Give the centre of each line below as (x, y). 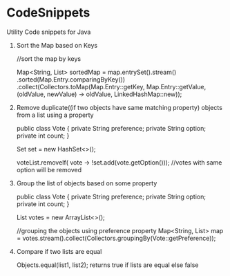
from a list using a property (55, 115)
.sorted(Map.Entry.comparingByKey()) (71, 79)
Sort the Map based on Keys (57, 45)
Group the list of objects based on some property (87, 183)
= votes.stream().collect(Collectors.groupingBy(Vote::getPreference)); (116, 238)
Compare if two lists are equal (59, 251)
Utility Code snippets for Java (49, 32)
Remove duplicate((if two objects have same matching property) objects (119, 107)
